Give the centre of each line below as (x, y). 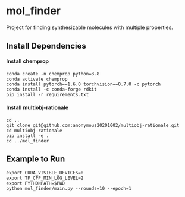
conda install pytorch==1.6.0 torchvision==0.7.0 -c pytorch (84, 84)
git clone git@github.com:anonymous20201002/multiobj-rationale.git (93, 125)
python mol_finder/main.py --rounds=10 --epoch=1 (69, 188)
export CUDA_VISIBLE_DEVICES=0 (45, 173)
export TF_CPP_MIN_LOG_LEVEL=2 (45, 178)
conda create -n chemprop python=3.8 (53, 74)
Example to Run (36, 159)
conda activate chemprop (37, 79)
